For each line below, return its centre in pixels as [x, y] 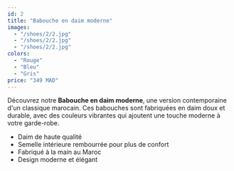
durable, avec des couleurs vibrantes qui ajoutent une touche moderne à [114, 115]
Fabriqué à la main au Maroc [59, 152]
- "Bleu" [27, 67]
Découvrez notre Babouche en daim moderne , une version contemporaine [117, 100]
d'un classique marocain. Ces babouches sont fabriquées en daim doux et [116, 108]
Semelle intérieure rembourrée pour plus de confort [93, 145]
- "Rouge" [28, 61]
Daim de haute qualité [50, 137]
